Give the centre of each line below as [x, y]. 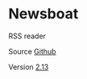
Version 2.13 [29, 67]
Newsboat [43, 14]
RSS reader [27, 36]
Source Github [32, 51]
